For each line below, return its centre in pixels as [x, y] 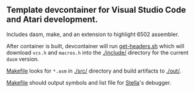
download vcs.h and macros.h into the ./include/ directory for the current [97, 52]
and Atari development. [52, 20]
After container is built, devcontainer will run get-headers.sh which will [95, 46]
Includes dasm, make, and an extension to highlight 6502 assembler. [93, 34]
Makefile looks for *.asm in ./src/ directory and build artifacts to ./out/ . [94, 71]
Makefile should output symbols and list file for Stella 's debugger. [89, 82]
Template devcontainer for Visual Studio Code [96, 10]
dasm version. [23, 59]
